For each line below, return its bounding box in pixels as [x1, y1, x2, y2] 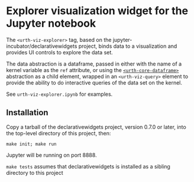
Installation [6, 108, 48, 118]
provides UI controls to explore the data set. [6, 48, 114, 56]
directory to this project [6, 169, 63, 176]
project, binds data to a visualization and [78, 43, 177, 50]
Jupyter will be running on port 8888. [6, 151, 97, 158]
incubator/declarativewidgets [6, 43, 77, 50]
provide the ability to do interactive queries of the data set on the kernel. [6, 79, 182, 86]
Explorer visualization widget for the [6, 4, 188, 18]
